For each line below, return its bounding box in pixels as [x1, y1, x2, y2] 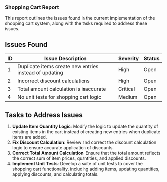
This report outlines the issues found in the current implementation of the [5, 15, 155, 21]
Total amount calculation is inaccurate [17, 86, 106, 93]
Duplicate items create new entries [17, 63, 99, 70]
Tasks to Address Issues [5, 111, 83, 119]
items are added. [12, 134, 47, 140]
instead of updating [17, 69, 63, 76]
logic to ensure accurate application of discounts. [12, 144, 114, 150]
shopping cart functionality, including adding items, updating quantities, [12, 166, 160, 172]
